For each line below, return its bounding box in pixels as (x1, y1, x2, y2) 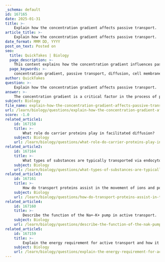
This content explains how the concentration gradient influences (14, 62, 153, 67)
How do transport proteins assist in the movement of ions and (23, 185, 155, 190)
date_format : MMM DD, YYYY (5, 39, 60, 44)
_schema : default (5, 7, 41, 12)
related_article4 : (5, 199, 43, 204)
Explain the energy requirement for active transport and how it (23, 240, 160, 245)
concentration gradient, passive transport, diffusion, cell (14, 71, 141, 76)
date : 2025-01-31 (5, 16, 41, 21)
